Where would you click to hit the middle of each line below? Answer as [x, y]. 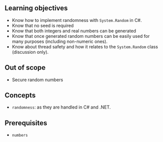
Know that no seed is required [43, 25]
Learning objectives [36, 8]
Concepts [20, 95]
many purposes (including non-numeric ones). [60, 41]
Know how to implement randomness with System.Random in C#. [77, 20]
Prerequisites [26, 123]
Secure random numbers [37, 80]
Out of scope [25, 68]
